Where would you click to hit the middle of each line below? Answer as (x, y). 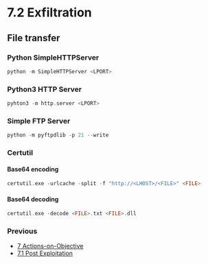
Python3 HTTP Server (45, 89)
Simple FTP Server (39, 121)
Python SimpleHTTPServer (53, 58)
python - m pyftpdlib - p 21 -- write (58, 135)
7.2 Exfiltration (49, 13)
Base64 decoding (33, 199)
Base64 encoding (33, 169)
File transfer (34, 38)
